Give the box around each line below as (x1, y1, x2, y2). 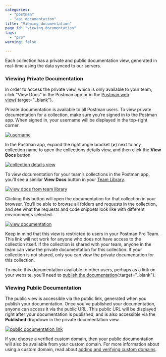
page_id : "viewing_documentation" (5, 26, 77, 31)
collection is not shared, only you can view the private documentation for (5, 252, 154, 258)
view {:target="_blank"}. (5, 97, 54, 103)
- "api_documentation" (9, 16, 56, 21)
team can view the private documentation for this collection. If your (5, 246, 142, 253)
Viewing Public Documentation (5, 284, 82, 291)
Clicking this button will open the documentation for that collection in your (5, 196, 156, 202)
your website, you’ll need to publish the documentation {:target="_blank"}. (5, 272, 156, 278)
